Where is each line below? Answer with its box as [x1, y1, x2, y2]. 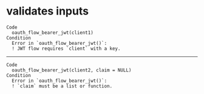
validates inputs [6, 4, 89, 18]
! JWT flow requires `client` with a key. [12, 45, 121, 52]
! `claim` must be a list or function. [12, 83, 113, 89]
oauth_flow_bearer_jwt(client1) [12, 29, 94, 36]
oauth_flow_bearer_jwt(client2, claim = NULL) [12, 67, 132, 73]
